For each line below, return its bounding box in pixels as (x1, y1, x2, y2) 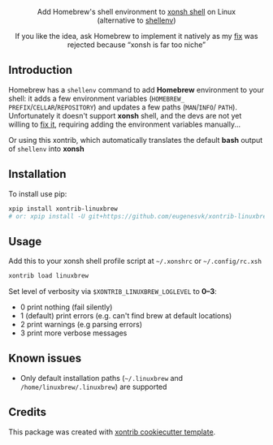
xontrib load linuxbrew (8, 272, 89, 280)
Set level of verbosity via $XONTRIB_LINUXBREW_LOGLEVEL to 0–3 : (8, 287, 217, 296)
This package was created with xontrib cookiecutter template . (8, 426, 216, 437)
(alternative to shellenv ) (97, 15, 176, 25)
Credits (8, 405, 47, 419)
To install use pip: (8, 188, 67, 198)
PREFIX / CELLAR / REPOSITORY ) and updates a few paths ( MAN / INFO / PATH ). (8, 102, 238, 112)
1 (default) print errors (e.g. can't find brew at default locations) (19, 311, 232, 321)
